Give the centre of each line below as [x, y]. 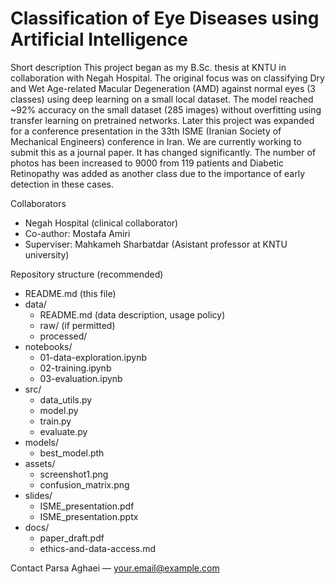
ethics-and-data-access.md [98, 548]
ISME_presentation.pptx [89, 516]
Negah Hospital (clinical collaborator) [101, 223]
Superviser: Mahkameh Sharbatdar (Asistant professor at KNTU [156, 244]
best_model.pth [72, 453]
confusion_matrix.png [84, 484]
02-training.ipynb [75, 368]
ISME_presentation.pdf [87, 506]
